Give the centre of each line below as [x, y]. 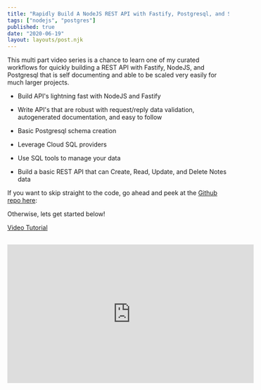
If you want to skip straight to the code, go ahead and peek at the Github [113, 193]
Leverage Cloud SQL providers [62, 144]
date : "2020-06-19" [36, 33]
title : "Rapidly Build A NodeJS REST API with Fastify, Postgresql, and [116, 14]
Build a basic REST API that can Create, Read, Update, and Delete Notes [122, 172]
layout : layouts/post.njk [45, 40]
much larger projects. [38, 82]
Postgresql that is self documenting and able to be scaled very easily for [112, 75]
